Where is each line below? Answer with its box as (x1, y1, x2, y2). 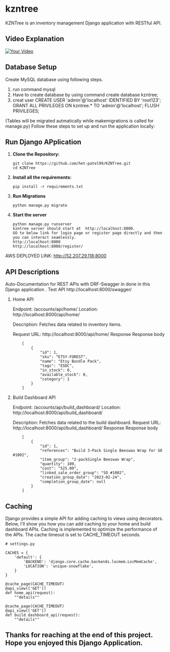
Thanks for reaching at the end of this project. (5, 631, 153, 639)
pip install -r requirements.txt (12, 184, 83, 190)
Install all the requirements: (12, 174, 72, 180)
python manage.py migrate (12, 203, 67, 208)
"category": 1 (39, 377, 70, 382)
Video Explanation (5, 35, 64, 43)
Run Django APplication (5, 138, 82, 146)
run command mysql (12, 86, 56, 92)
